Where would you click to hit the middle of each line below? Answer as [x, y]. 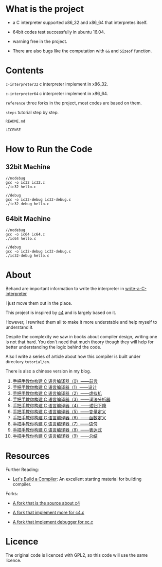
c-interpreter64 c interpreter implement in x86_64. [57, 93]
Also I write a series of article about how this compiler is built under [73, 356]
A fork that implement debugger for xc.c [53, 522]
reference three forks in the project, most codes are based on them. [74, 103]
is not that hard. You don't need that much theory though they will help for [80, 342]
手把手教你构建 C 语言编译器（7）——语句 [55, 424]
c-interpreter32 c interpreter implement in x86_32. [57, 84]
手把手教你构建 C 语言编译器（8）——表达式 [57, 430]
